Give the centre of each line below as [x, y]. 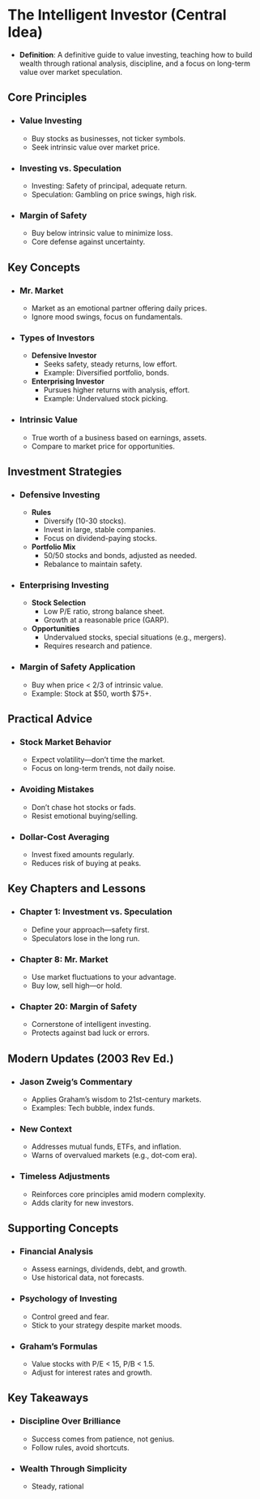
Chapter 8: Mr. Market [64, 959]
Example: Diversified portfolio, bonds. [106, 373]
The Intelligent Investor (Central [117, 15]
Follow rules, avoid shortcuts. [81, 1447]
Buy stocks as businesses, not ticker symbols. [108, 138]
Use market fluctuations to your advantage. [104, 977]
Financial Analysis [56, 1251]
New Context [45, 1129]
